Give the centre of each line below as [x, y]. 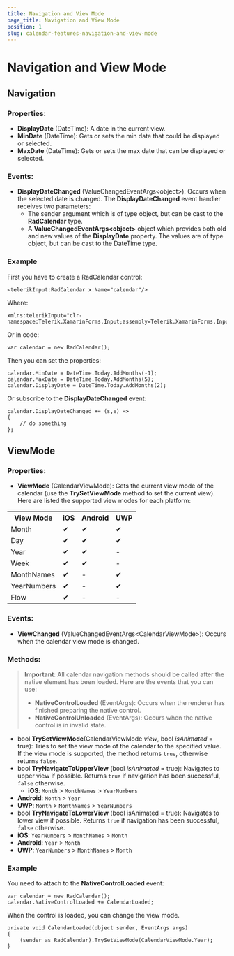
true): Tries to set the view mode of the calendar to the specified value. [119, 746]
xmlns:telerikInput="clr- [45, 315]
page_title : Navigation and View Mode [63, 20]
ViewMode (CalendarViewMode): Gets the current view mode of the [116, 486]
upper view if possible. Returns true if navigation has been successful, [119, 776]
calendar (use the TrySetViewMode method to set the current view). [116, 493]
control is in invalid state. [70, 725]
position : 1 [24, 27]
